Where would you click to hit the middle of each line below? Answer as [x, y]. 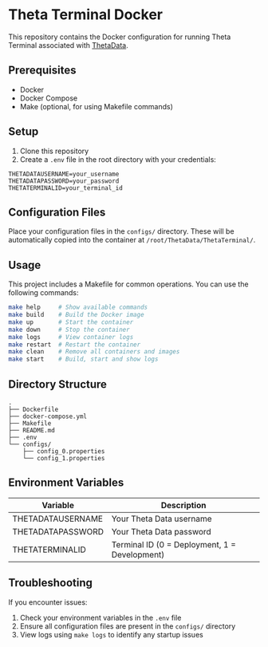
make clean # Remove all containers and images [94, 352]
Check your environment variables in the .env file [100, 617]
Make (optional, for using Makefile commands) [96, 106]
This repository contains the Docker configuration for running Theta [120, 37]
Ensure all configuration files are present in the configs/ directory [128, 626]
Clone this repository [54, 151]
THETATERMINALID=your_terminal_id [66, 188]
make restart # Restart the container [75, 345]
